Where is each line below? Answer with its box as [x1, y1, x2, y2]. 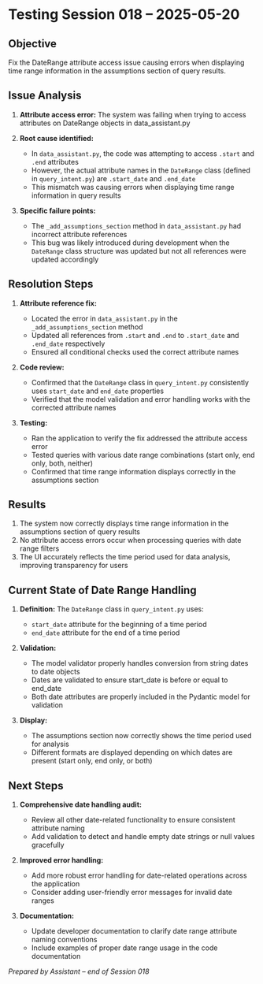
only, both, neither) [31, 459, 93, 468]
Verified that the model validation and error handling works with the [31, 394, 250, 403]
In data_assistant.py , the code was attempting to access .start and [31, 148, 254, 158]
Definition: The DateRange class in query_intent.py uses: [19, 604, 205, 614]
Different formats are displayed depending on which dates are [31, 748, 233, 757]
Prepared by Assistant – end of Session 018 [8, 967, 150, 976]
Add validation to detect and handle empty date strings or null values [31, 832, 255, 841]
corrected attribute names [31, 403, 117, 412]
